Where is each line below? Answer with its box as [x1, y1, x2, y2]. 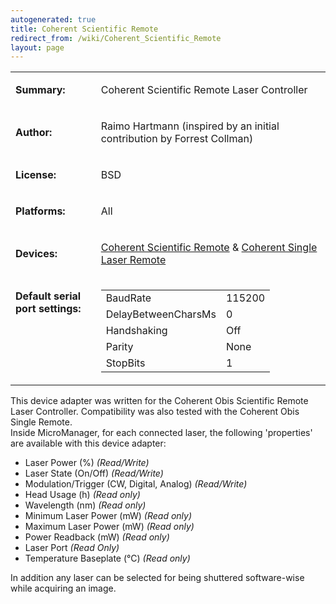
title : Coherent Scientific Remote [10, 24, 159, 34]
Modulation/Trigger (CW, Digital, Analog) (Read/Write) [24, 478, 248, 490]
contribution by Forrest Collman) [100, 132, 254, 146]
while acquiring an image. [10, 582, 117, 595]
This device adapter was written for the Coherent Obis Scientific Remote [10, 395, 309, 407]
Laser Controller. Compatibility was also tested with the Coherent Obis [10, 406, 300, 418]
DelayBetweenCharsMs [105, 307, 217, 321]
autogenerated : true [10, 14, 97, 25]
